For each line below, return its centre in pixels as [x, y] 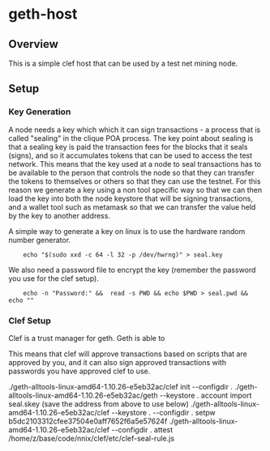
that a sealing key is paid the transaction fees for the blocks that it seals [128, 147]
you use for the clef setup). [54, 278]
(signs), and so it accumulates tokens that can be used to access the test [131, 155]
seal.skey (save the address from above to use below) [99, 404]
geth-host [43, 14]
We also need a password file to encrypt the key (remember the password [132, 270]
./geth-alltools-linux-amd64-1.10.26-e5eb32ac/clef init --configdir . [121, 386]
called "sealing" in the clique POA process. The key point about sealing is [131, 138]
